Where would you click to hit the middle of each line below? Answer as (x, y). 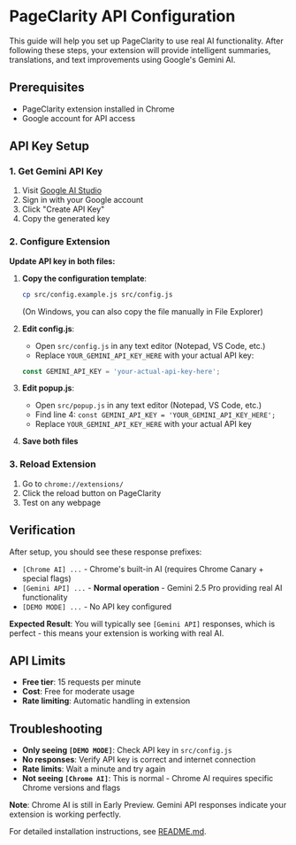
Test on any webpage (61, 502)
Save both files (50, 441)
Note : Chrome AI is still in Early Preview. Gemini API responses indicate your (148, 805)
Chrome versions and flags (71, 788)
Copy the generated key (66, 219)
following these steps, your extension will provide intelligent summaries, (140, 50)
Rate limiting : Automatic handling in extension (106, 701)
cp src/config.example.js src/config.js (97, 294)
